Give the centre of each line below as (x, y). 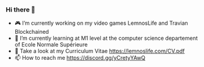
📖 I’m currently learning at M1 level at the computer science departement (106, 38)
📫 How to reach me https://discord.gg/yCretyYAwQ (80, 58)
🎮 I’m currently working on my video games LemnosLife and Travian (101, 23)
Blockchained (32, 32)
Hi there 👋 (21, 10)
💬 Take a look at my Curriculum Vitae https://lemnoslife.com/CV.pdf (100, 51)
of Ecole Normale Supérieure (51, 45)
